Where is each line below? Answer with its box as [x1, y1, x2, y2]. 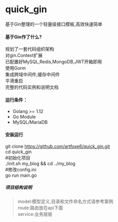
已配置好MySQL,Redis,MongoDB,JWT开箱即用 [5, 59, 102, 65]
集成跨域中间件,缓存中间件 [5, 71, 60, 77]
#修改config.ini [5, 166, 36, 173]
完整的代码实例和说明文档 [5, 84, 59, 90]
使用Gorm [5, 65, 26, 71]
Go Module [12, 114, 36, 120]
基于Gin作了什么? [5, 34, 42, 40]
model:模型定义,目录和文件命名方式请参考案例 [17, 198, 113, 204]
